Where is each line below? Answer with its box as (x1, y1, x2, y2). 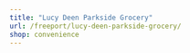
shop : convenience (9, 30, 79, 39)
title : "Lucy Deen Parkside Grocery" (9, 13, 153, 22)
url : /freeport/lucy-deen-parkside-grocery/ (9, 22, 182, 31)
